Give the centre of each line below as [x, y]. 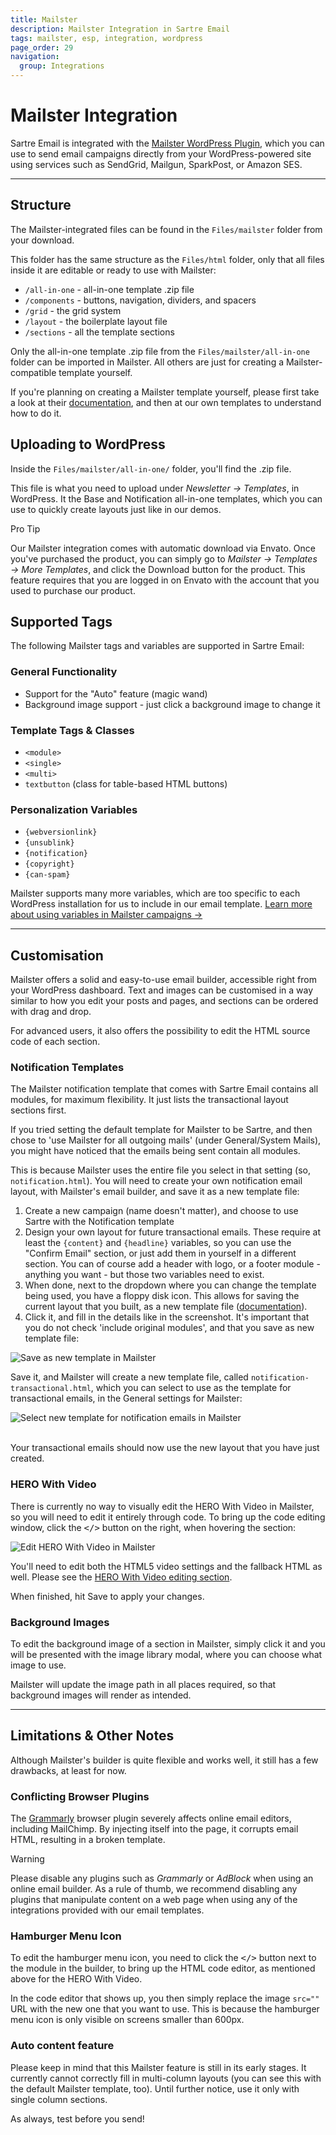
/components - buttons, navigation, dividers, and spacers [140, 300]
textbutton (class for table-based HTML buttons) [126, 783]
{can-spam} [47, 875]
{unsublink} [49, 843]
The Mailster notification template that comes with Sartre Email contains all [164, 1089]
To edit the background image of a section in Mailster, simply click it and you [168, 1643]
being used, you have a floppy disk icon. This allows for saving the [162, 1296]
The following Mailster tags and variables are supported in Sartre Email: [157, 646]
